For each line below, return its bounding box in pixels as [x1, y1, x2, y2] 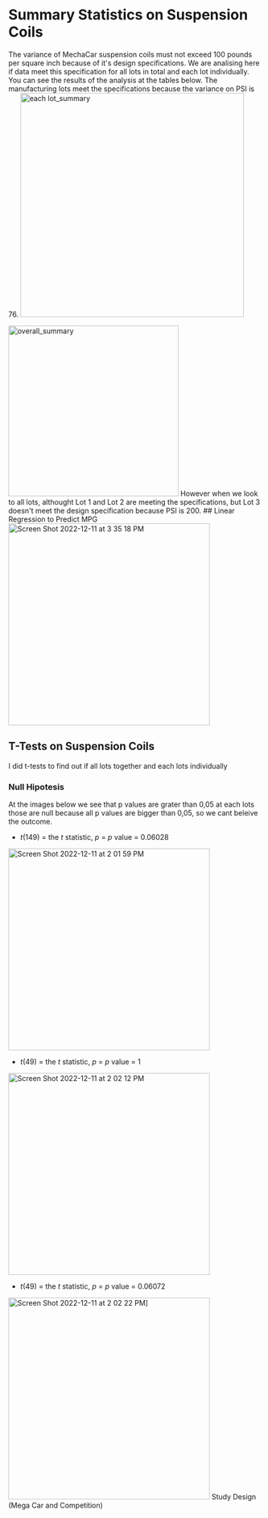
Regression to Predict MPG [8, 514, 98, 524]
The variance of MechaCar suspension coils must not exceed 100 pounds [8, 49, 253, 59]
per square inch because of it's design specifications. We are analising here [8, 58, 260, 68]
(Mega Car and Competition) [8, 1500, 103, 1511]
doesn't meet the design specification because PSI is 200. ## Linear [8, 505, 235, 515]
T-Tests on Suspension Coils [8, 740, 155, 753]
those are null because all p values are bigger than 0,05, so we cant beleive [8, 808, 258, 818]
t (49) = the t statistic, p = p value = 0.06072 [19, 1281, 166, 1291]
